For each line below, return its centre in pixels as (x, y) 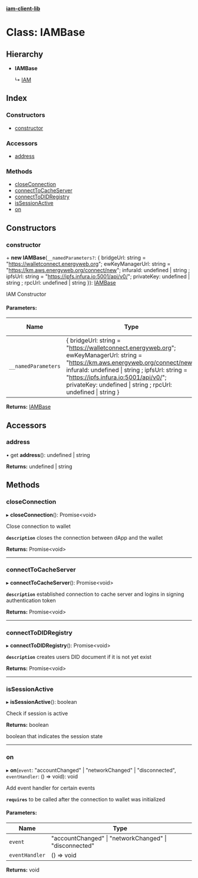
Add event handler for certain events (51, 788)
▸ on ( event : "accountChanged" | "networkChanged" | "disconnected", (91, 770)
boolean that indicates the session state (55, 736)
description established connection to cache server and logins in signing (95, 594)
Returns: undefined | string (39, 466)
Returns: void (23, 870)
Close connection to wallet (38, 526)
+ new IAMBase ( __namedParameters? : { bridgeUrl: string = (76, 257)
